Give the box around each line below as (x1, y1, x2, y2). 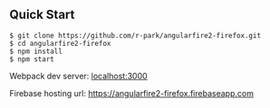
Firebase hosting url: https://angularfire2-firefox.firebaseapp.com (9, 87, 254, 98)
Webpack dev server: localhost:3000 (9, 70, 148, 81)
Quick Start (9, 7, 75, 22)
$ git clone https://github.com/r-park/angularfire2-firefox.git (9, 31, 261, 40)
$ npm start (9, 54, 54, 64)
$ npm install (9, 47, 63, 56)
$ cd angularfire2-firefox (9, 39, 111, 48)
